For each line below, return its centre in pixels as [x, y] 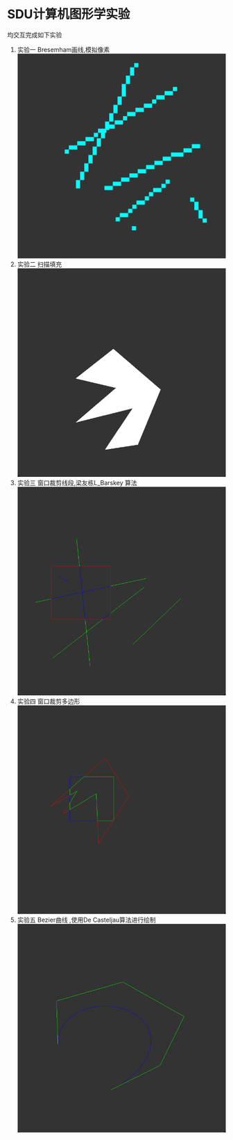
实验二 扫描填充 [40, 264]
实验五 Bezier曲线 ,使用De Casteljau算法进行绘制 [86, 920]
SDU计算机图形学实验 [69, 14]
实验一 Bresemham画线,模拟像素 [63, 49]
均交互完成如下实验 [35, 35]
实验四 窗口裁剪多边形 [49, 701]
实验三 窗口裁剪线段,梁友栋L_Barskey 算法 [77, 482]
